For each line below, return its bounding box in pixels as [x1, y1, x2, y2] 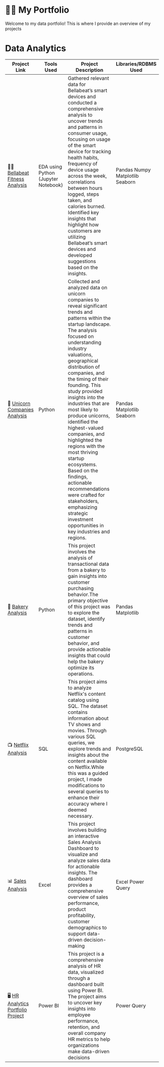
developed [67, 251, 93, 258]
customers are [67, 227, 101, 234]
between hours [67, 185, 102, 191]
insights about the [67, 751, 109, 758]
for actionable [67, 863, 100, 870]
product [67, 905, 86, 912]
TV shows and [67, 721, 101, 728]
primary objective [67, 597, 108, 604]
